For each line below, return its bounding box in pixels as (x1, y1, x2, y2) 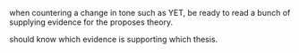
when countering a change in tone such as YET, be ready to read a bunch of (9, 8, 291, 18)
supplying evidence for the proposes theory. (9, 17, 173, 27)
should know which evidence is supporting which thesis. (9, 34, 218, 44)
